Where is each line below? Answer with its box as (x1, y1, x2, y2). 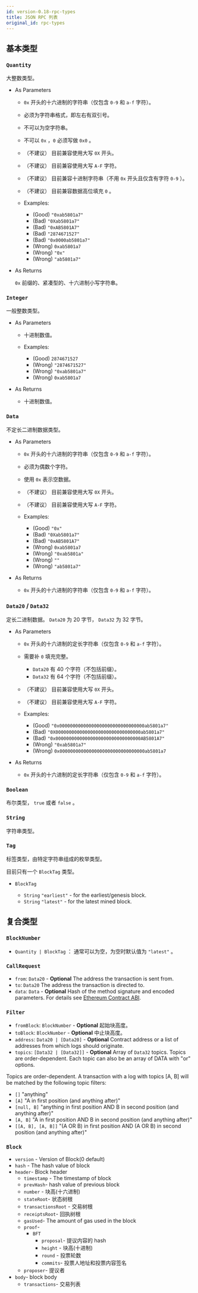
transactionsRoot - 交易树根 (23, 1203, 93, 1210)
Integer (6, 294, 29, 301)
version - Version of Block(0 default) (14, 1156, 105, 1163)
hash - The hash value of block (14, 1162, 90, 1169)
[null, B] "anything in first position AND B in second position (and (14, 1103, 179, 1110)
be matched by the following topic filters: (6, 1079, 107, 1087)
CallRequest (6, 963, 41, 970)
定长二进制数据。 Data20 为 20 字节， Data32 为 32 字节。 (6, 616, 146, 623)
